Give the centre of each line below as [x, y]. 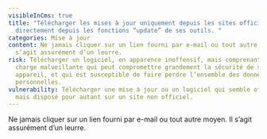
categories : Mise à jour [49, 38]
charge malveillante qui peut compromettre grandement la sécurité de [135, 68]
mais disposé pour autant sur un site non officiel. [104, 97]
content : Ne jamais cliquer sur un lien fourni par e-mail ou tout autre [133, 45]
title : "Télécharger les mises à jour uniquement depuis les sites [122, 23]
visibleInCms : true [41, 15]
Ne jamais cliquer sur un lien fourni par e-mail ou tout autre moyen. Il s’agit [130, 119]
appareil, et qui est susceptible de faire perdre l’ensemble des [128, 75]
